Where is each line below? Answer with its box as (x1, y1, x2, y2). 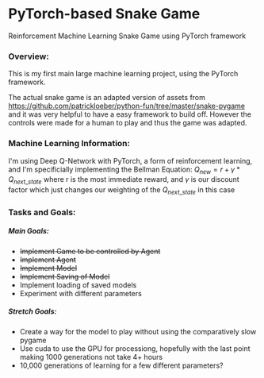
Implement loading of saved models (19, 280, 137, 290)
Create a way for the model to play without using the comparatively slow (19, 326, 257, 336)
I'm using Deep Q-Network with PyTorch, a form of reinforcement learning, (8, 156, 253, 165)
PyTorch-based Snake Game (8, 5, 201, 23)
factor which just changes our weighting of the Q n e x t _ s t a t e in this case (8, 185, 235, 196)
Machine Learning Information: (8, 138, 131, 149)
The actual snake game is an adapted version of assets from (8, 93, 206, 102)
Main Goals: (8, 226, 49, 236)
